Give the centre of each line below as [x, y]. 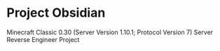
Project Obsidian [56, 13]
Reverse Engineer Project [43, 39]
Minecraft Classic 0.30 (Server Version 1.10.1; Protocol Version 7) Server [110, 32]
